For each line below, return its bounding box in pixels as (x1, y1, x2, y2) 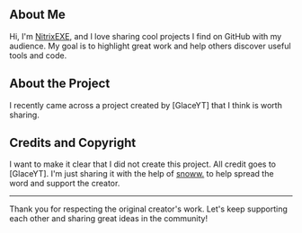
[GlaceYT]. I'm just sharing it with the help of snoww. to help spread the (9, 168, 274, 179)
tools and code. (9, 49, 67, 61)
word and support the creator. (9, 178, 120, 189)
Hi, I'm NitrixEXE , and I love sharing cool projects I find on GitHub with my (9, 30, 282, 41)
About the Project (9, 76, 111, 91)
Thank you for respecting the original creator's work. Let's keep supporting (9, 203, 288, 214)
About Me (9, 7, 66, 22)
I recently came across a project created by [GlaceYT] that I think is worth (9, 99, 283, 110)
